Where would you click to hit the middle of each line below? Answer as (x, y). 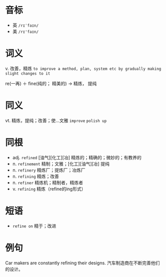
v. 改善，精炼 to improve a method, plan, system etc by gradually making (83, 68)
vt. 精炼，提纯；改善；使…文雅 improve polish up (56, 120)
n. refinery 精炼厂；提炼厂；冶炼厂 (49, 170)
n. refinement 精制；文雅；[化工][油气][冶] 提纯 (61, 164)
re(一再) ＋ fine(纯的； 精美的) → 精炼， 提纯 (51, 83)
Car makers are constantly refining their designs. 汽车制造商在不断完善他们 (82, 263)
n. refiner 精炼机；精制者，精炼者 (48, 182)
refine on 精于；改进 (34, 226)
